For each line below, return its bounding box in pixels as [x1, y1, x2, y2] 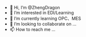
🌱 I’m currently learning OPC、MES [9, 16, 81, 21]
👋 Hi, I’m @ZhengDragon [9, 5, 60, 10]
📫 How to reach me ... [9, 27, 56, 32]
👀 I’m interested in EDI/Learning [9, 10, 74, 16]
